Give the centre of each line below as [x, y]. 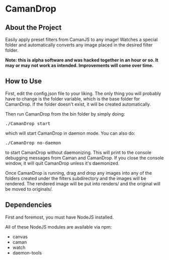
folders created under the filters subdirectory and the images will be [76, 178]
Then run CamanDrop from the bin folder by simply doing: [65, 114]
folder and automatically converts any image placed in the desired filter [79, 45]
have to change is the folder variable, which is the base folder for [73, 98]
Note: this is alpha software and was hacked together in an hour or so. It [82, 60]
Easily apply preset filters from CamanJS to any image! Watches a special [81, 39]
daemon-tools [27, 252]
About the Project [33, 28]
